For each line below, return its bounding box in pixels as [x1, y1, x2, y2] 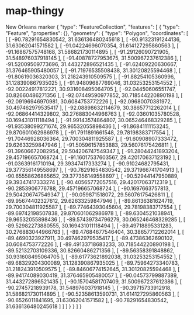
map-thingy [5, 4, 64, 18]
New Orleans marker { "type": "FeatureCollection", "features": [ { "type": [5, 23, 180, 30]
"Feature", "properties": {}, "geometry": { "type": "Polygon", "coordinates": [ [5, 29, 189, 36]
